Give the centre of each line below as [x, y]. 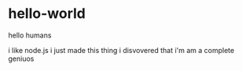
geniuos [21, 59]
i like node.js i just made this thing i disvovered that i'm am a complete [121, 50]
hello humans [30, 35]
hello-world [47, 14]
